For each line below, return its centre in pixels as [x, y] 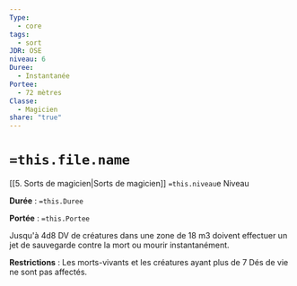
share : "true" [36, 117]
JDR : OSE [26, 51]
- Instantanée [44, 76]
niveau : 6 [28, 59]
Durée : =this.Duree [46, 201]
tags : [19, 34]
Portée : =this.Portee [50, 218]
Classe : [24, 101]
